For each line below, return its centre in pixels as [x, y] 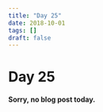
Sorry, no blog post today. [52, 99]
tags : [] [23, 30]
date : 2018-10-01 [37, 23]
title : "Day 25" [35, 15]
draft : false [30, 38]
